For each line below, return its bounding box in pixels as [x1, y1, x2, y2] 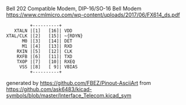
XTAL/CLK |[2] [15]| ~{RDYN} [6, 33, 83, 39]
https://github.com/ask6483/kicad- [6, 86, 93, 93]
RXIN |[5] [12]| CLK [17, 48, 73, 54]
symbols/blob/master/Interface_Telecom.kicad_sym [6, 92, 132, 99]
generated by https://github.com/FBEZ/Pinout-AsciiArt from [6, 80, 152, 86]
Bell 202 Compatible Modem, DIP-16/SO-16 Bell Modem [6, 5, 142, 12]
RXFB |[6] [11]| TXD [17, 54, 73, 60]
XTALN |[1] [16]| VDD [14, 28, 73, 34]
